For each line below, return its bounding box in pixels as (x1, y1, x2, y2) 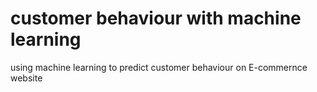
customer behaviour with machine (10, 7, 302, 30)
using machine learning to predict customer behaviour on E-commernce (10, 61, 308, 73)
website (10, 72, 43, 84)
